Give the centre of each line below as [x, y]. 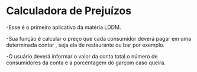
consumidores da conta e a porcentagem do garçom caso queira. [86, 63]
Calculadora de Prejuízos [69, 11]
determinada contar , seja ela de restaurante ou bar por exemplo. [85, 45]
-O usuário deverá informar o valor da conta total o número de [82, 56]
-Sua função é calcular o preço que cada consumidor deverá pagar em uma [98, 38]
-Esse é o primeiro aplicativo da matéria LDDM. [64, 27]
